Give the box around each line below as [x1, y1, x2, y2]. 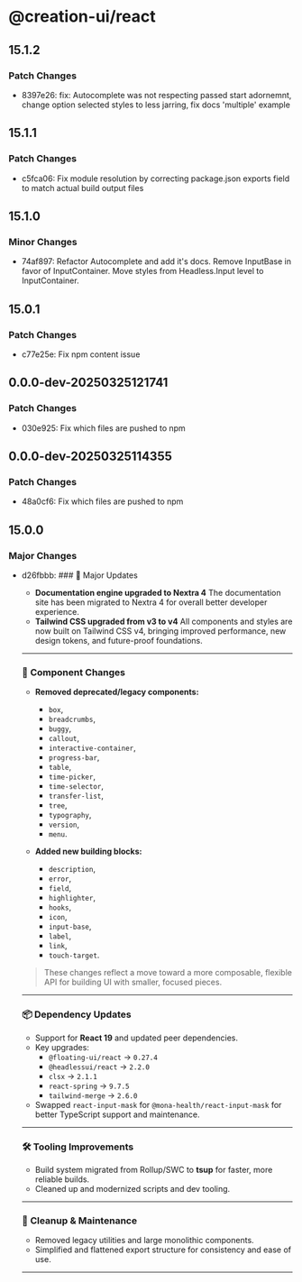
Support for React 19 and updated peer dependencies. [34, 1032, 239, 1043]
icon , [48, 911, 69, 922]
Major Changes [8, 549, 78, 562]
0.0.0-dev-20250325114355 [8, 449, 173, 464]
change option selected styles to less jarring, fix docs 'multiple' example [21, 99, 290, 110]
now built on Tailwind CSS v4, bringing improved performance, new [34, 626, 287, 636]
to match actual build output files [21, 182, 144, 193]
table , [48, 762, 72, 773]
